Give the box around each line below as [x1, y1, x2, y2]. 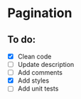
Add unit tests [17, 84, 59, 93]
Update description [17, 61, 75, 69]
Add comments [17, 68, 63, 77]
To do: [7, 33, 36, 46]
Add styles [17, 76, 50, 85]
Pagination [7, 5, 72, 21]
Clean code [17, 52, 52, 61]
